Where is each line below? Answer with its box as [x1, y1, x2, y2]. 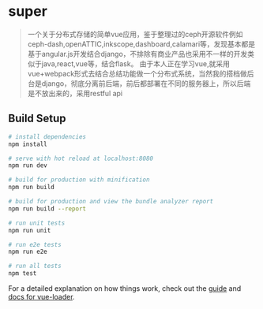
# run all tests [8, 262, 62, 270]
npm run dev [8, 162, 47, 169]
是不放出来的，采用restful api [27, 88, 123, 98]
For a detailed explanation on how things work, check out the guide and [8, 284, 242, 293]
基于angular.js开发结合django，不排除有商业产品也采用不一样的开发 [27, 49, 248, 58]
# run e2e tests [8, 240, 62, 248]
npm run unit [8, 226, 51, 234]
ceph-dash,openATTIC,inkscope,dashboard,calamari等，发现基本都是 [27, 39, 256, 49]
